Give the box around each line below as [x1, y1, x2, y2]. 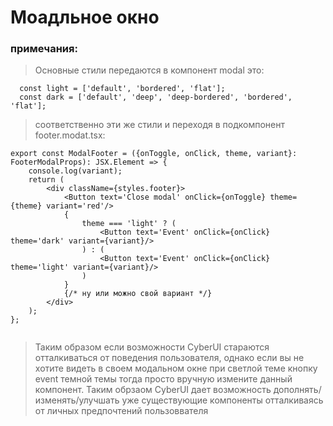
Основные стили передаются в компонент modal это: [34, 64, 265, 76]
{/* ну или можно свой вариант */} [63, 289, 213, 299]
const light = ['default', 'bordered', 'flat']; [19, 84, 226, 94]
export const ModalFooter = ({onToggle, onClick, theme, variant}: [10, 149, 298, 159]
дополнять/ [273, 384, 322, 396]
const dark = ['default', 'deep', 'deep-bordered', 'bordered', [19, 92, 293, 103]
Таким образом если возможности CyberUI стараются [34, 341, 270, 353]
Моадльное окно [10, 6, 160, 29]
